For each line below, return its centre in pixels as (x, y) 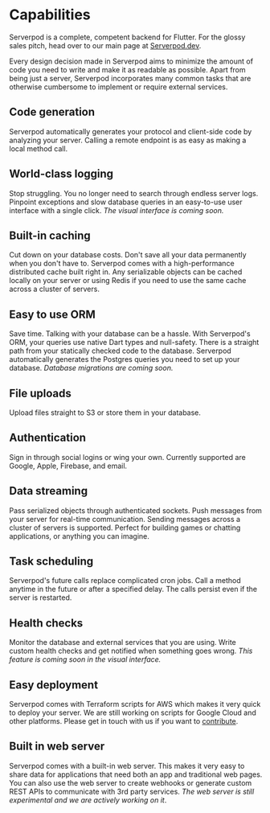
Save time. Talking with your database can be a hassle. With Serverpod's (130, 334)
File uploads (40, 393)
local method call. (39, 148)
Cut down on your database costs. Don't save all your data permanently (128, 255)
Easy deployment (54, 685)
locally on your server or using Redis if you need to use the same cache (128, 281)
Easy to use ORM (52, 314)
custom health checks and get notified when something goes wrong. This (131, 651)
